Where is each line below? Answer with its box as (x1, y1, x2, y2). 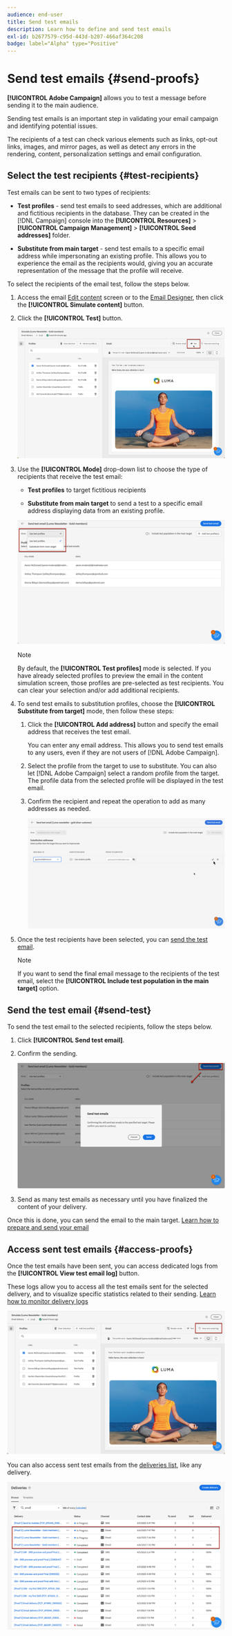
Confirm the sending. (17, 1049, 78, 1057)
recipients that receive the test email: (17, 473, 123, 481)
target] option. (17, 985, 59, 993)
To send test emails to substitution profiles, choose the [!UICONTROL (17, 700, 215, 708)
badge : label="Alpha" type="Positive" (7, 40, 119, 48)
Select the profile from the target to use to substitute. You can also (27, 762, 217, 770)
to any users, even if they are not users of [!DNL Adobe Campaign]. (27, 748, 220, 757)
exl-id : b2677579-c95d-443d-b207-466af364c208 (7, 33, 144, 40)
